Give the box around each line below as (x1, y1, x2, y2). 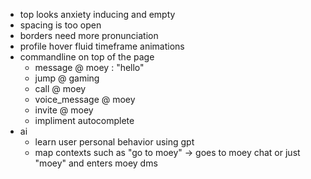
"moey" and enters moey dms (34, 157, 158, 169)
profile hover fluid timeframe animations (19, 40, 185, 52)
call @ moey (34, 83, 87, 94)
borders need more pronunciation (19, 30, 159, 41)
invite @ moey (34, 104, 94, 116)
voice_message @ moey (34, 94, 136, 105)
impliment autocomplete (34, 115, 135, 126)
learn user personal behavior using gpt (34, 136, 195, 148)
